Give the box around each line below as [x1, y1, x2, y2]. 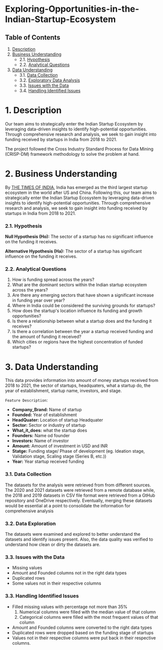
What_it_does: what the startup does [12, 427, 88, 433]
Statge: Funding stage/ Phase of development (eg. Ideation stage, [12, 448, 145, 454]
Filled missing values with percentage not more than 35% [12, 604, 127, 609]
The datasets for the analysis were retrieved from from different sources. [5, 482, 151, 488]
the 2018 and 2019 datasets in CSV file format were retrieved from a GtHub [5, 492, 156, 498]
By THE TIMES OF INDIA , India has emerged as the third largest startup [5, 184, 148, 190]
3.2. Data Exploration [5, 520, 56, 527]
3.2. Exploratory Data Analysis [19, 77, 80, 83]
